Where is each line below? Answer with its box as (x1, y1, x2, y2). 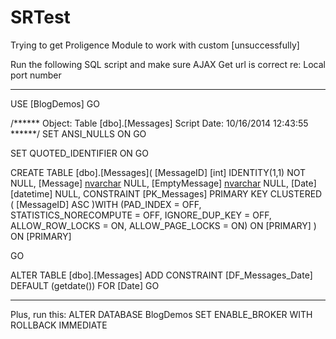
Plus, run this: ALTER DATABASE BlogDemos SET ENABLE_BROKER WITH (10, 308, 313, 320)
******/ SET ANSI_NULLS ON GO (10, 127, 147, 140)
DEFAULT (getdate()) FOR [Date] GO (10, 279, 160, 291)
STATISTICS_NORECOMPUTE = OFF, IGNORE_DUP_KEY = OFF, (10, 209, 272, 221)
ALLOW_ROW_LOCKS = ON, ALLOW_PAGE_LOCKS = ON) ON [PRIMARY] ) (10, 219, 317, 231)
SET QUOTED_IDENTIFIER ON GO (10, 147, 149, 159)
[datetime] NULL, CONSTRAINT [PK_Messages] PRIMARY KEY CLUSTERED (10, 187, 323, 200)
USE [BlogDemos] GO (10, 97, 100, 110)
